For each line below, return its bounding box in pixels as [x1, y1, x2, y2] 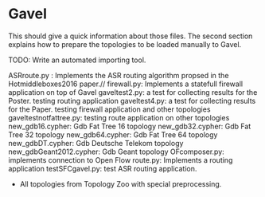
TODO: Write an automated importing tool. [8, 55, 146, 65]
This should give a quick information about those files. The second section [8, 31, 253, 41]
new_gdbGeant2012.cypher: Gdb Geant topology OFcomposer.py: [8, 147, 224, 156]
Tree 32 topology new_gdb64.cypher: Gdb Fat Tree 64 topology [8, 129, 218, 140]
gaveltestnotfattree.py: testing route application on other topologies [8, 112, 230, 122]
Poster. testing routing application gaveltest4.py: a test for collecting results [8, 96, 256, 105]
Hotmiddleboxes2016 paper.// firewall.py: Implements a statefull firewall [8, 79, 244, 89]
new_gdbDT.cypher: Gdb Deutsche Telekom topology [8, 138, 184, 148]
